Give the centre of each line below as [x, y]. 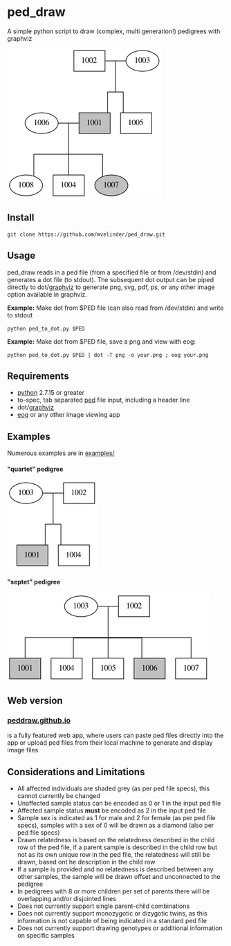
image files [23, 750]
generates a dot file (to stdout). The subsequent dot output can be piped [111, 279]
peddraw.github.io [39, 720]
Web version [35, 700]
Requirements [38, 376]
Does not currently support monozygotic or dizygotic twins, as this [112, 913]
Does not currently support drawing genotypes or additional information [120, 928]
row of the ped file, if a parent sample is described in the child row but [117, 847]
